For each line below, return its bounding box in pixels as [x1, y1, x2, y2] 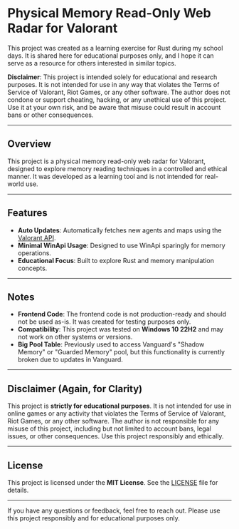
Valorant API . [17, 233, 56, 242]
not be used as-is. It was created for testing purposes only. [17, 317, 191, 326]
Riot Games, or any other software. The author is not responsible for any [7, 417, 219, 426]
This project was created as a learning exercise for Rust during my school [7, 43, 223, 52]
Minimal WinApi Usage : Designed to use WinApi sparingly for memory [17, 241, 225, 250]
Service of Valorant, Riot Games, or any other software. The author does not [7, 88, 230, 96]
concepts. [17, 264, 48, 272]
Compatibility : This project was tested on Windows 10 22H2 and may [17, 325, 224, 334]
